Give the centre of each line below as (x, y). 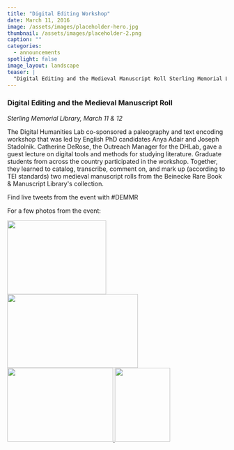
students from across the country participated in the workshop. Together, (112, 161)
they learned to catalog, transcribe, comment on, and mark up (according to (116, 169)
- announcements (37, 53)
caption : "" (24, 40)
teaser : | (22, 72)
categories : (24, 46)
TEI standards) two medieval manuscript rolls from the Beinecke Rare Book (115, 176)
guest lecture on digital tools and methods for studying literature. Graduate (114, 153)
